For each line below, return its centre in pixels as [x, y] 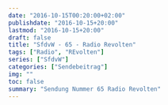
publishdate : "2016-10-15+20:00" [63, 23]
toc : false [26, 81]
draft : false [30, 37]
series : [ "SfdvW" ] [38, 60]
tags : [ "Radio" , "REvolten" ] [56, 52]
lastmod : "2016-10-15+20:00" [56, 30]
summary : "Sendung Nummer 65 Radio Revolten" [84, 89]
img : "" [21, 74]
